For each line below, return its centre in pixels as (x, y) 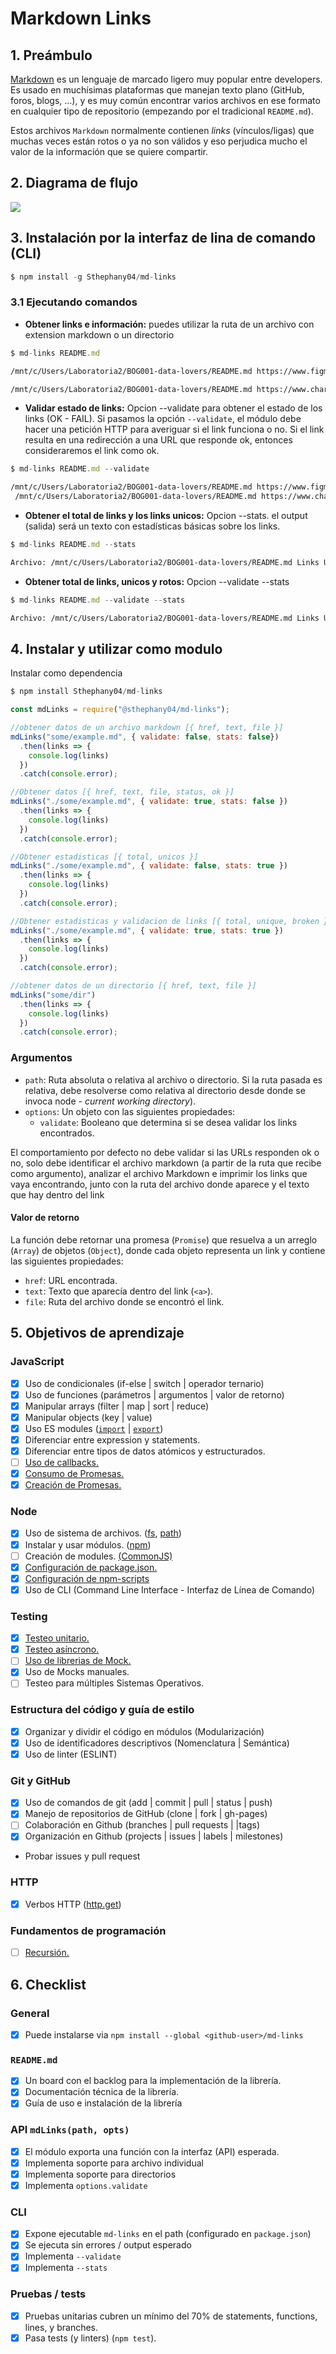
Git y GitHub (40, 1780)
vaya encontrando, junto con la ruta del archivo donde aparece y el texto (160, 1184)
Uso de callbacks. (62, 1462)
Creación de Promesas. (73, 1485)
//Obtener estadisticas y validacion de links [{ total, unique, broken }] (171, 921)
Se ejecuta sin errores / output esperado (108, 2245)
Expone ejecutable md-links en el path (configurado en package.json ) (168, 2234)
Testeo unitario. (57, 1638)
